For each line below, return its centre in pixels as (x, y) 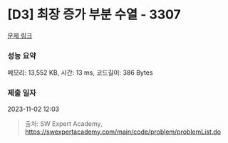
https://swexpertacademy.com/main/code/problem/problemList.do (123, 132)
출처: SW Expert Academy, (63, 123)
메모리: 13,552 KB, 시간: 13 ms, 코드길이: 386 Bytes (80, 73)
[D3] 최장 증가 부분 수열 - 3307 (94, 15)
